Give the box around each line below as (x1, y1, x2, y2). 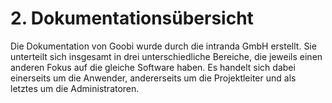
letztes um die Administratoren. (10, 82, 140, 94)
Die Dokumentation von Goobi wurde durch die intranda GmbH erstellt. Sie (10, 40, 317, 52)
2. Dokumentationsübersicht (10, 7, 254, 30)
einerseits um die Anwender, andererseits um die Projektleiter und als (10, 72, 297, 84)
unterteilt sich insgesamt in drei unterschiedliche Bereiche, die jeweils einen (10, 50, 323, 62)
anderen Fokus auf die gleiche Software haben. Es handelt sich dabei (10, 61, 296, 73)
